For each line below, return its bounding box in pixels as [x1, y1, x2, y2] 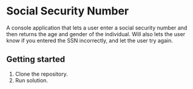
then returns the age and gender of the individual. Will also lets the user [6, 30, 186, 37]
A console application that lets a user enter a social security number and [6, 24, 188, 31]
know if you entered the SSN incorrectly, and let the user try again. [6, 37, 173, 44]
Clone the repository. [15, 70, 68, 78]
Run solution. [15, 76, 49, 84]
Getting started [6, 54, 66, 64]
